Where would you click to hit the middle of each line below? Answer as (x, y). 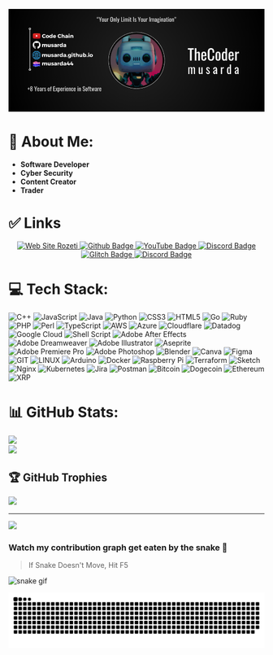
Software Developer (54, 164)
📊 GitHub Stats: (64, 412)
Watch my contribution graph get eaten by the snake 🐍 (118, 548)
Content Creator (48, 181)
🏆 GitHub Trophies (58, 477)
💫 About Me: (51, 141)
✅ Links (35, 223)
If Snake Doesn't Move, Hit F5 (78, 565)
